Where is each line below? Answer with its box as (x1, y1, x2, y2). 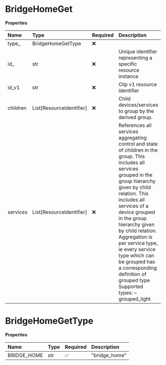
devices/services (118, 101, 159, 108)
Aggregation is (118, 233, 153, 240)
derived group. (118, 114, 153, 121)
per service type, (118, 240, 158, 246)
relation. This (118, 190, 149, 197)
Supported (118, 283, 143, 290)
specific (118, 61, 137, 67)
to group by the (118, 108, 154, 115)
